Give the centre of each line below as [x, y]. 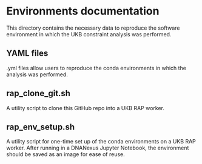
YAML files [27, 54]
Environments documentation [83, 11]
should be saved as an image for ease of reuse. [66, 154]
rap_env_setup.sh [40, 127]
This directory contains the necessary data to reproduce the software [93, 28]
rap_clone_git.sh [39, 93]
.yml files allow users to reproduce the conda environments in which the [96, 68]
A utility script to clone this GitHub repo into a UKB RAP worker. [86, 108]
